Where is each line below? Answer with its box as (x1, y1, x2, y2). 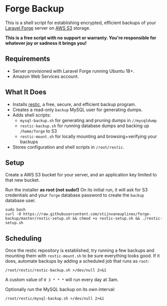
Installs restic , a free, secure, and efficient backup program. (12, 101, 136, 107)
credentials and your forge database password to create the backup (5, 192, 144, 198)
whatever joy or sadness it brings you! (5, 40, 87, 46)
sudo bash (5, 207, 26, 213)
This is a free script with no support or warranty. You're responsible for (5, 35, 156, 41)
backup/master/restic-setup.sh (5, 216, 71, 221)
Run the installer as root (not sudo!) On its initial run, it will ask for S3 (5, 187, 148, 193)
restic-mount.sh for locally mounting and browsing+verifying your (20, 133, 157, 139)
